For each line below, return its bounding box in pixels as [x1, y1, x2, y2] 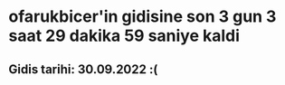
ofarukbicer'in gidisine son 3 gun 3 [8, 6, 277, 27]
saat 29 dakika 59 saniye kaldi [8, 25, 241, 46]
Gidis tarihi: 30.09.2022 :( [8, 61, 158, 77]
